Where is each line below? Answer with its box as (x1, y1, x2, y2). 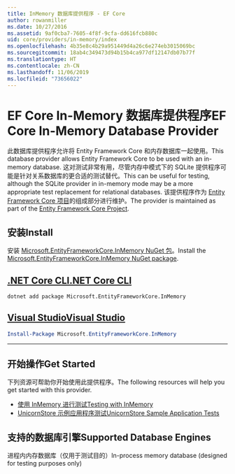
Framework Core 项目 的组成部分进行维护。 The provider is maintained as (7, 196, 216, 205)
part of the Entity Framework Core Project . (7, 204, 129, 213)
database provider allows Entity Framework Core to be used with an (7, 155, 203, 163)
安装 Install (7, 227, 54, 238)
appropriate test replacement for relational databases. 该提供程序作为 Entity (7, 188, 225, 196)
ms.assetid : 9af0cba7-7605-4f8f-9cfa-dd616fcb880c (7, 29, 158, 37)
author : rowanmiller (7, 17, 68, 24)
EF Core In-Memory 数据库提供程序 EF (7, 108, 227, 123)
